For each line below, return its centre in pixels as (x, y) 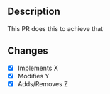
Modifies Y (33, 76)
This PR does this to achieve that (55, 28)
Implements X (38, 68)
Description (34, 12)
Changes (28, 51)
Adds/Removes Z (43, 83)
